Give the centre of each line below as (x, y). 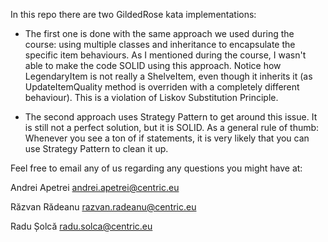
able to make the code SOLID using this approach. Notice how (153, 65)
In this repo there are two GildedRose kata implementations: (133, 14)
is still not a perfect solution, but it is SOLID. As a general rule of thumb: (172, 127)
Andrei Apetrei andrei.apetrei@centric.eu (95, 187)
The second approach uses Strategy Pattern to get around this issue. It (171, 117)
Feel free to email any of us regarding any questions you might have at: (156, 168)
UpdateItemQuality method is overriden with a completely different (162, 87)
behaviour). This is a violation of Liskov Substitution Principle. (151, 97)
